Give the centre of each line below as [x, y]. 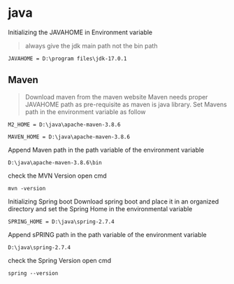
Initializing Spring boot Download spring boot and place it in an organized [114, 201]
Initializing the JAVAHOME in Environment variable [80, 32]
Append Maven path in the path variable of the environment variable [106, 150]
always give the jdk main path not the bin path [91, 45]
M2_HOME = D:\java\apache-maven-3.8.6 [64, 125]
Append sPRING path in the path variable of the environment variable [107, 234]
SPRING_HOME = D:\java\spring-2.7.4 [61, 222]
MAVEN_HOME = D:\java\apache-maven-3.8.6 [69, 137]
